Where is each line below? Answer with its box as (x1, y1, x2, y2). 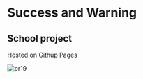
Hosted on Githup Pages (7, 51, 78, 59)
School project (7, 33, 73, 44)
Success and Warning (7, 5, 137, 21)
